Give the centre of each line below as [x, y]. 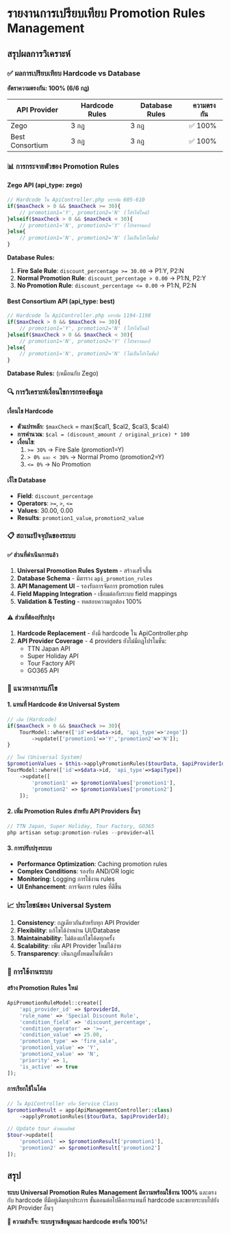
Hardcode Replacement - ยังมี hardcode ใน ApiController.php [102, 633]
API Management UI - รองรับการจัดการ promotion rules [90, 586]
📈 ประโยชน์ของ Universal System [59, 905]
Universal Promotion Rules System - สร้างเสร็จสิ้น [84, 570]
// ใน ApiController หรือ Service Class [63, 1103]
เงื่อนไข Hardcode [30, 411]
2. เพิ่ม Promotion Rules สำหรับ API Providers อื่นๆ [74, 811]
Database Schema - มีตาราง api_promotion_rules [85, 578]
